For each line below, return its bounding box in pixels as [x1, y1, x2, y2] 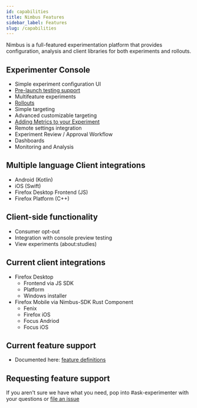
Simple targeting [14, 106, 55, 113]
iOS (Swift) [14, 182, 41, 189]
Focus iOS [23, 323, 49, 331]
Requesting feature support [6, 373, 110, 383]
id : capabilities [6, 8, 49, 15]
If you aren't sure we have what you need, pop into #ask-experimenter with [6, 389, 189, 396]
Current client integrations [6, 258, 106, 268]
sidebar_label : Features [6, 20, 67, 25]
